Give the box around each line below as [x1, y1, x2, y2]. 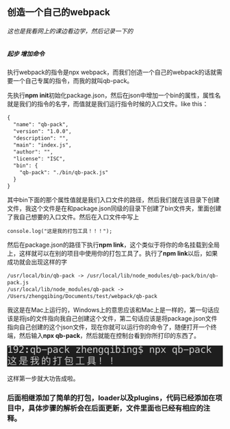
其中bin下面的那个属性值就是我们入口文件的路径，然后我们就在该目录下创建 [7, 195, 220, 204]
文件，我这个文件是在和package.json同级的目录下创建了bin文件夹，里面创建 [7, 204, 222, 212]
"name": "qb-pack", [13, 121, 69, 128]
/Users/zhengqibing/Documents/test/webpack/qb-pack [7, 293, 157, 299]
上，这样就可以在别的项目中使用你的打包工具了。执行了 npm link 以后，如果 [7, 249, 218, 257]
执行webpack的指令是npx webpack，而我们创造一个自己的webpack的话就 [7, 68, 217, 76]
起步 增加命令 [7, 49, 45, 58]
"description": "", [13, 134, 69, 142]
